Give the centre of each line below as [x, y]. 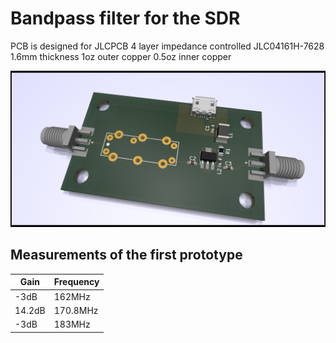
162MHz [72, 296]
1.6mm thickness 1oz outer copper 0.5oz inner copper [121, 56]
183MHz [72, 324]
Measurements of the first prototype [126, 255]
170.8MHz [76, 310]
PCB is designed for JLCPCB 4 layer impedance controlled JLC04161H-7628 [167, 46]
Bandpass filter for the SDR [125, 18]
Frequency [76, 282]
